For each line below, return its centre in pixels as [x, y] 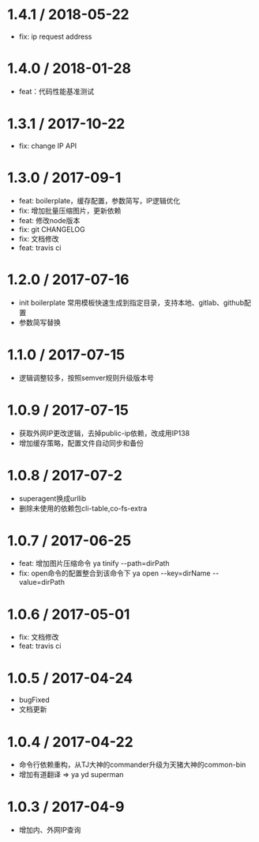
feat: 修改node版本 [49, 220]
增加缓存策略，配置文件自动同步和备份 [81, 443]
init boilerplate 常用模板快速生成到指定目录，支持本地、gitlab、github [131, 302]
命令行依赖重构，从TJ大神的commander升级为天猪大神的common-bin [132, 764]
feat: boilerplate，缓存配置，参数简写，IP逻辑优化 [99, 200]
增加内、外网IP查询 [50, 830]
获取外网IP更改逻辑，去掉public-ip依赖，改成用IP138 [104, 433]
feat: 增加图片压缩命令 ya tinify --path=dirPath [94, 563]
